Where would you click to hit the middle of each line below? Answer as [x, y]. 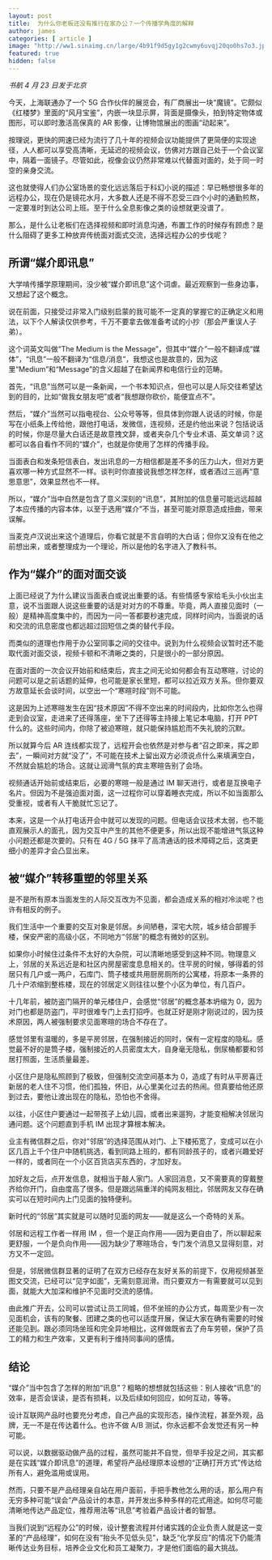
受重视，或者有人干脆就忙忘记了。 [65, 803]
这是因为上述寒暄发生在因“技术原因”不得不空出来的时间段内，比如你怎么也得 [136, 708]
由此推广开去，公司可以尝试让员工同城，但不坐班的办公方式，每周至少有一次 [136, 1308]
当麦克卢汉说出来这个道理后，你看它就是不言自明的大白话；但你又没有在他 [132, 536]
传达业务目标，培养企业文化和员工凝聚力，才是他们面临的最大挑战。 [129, 1548]
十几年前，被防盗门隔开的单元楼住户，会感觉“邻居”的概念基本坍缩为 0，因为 [136, 1002]
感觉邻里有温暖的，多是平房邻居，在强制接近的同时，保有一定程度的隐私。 [132, 1039]
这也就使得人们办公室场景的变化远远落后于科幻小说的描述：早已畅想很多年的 [136, 187]
